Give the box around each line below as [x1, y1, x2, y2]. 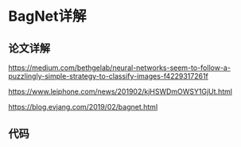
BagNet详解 [8, 7, 87, 25]
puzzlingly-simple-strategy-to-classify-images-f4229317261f [8, 72, 209, 80]
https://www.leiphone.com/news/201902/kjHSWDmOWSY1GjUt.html [8, 87, 233, 96]
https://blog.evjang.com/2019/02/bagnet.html [8, 103, 158, 111]
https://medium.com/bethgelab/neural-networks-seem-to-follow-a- [8, 63, 231, 72]
